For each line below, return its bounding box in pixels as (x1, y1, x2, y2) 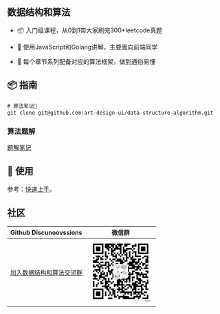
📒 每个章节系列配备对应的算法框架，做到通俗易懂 (16, 57, 156, 65)
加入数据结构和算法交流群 (10, 268, 82, 276)
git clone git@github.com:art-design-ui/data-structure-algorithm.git (7, 109, 214, 116)
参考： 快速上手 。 (7, 185, 56, 193)
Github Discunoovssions (10, 228, 82, 236)
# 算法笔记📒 (7, 102, 38, 109)
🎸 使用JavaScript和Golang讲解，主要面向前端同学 (16, 43, 158, 51)
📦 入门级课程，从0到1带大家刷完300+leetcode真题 (16, 26, 163, 34)
